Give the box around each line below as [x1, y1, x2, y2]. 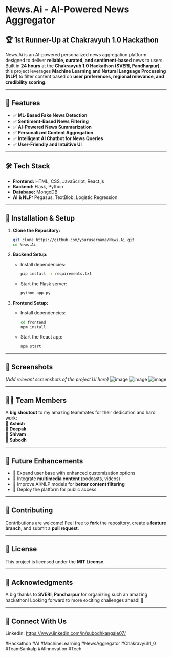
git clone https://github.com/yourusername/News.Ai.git [12, 237, 135, 243]
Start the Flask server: [20, 281, 68, 287]
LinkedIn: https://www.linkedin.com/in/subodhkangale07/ [5, 630, 126, 636]
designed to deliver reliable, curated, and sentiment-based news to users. [5, 57, 164, 63]
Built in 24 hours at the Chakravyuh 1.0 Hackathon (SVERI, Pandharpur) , [5, 63, 161, 69]
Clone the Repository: [12, 227, 60, 234]
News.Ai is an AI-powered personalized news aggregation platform [5, 52, 147, 57]
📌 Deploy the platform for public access [12, 486, 97, 492]
